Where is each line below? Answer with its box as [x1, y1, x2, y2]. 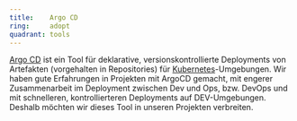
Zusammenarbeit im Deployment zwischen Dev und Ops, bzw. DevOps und [9, 82, 288, 94]
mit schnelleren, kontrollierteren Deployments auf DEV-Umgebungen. [9, 92, 266, 103]
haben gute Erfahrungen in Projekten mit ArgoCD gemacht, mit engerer [9, 73, 273, 84]
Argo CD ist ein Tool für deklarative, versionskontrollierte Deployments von [9, 55, 286, 65]
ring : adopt [9, 22, 70, 30]
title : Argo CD [9, 13, 78, 22]
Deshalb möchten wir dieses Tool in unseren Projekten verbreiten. [9, 102, 254, 113]
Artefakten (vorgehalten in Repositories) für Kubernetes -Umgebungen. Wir [9, 64, 287, 74]
